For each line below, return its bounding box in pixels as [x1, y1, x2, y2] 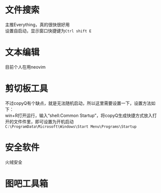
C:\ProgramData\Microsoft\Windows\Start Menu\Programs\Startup [5, 124, 137, 129]
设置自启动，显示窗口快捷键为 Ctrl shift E [5, 28, 92, 33]
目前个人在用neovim [5, 64, 46, 70]
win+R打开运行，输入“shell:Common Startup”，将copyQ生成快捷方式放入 [5, 112, 153, 118]
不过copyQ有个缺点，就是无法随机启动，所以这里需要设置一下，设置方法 [5, 100, 152, 106]
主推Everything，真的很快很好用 [5, 22, 70, 28]
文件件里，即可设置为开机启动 [13, 118, 74, 124]
